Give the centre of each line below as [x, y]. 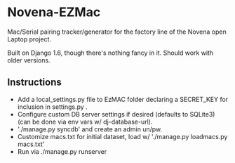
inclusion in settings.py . [52, 107]
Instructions [34, 83]
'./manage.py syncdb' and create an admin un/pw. [90, 129]
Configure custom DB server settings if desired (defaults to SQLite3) [116, 114]
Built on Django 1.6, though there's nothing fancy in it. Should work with [110, 53]
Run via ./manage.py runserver [62, 151]
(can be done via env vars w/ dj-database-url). [85, 122]
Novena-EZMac [54, 12]
